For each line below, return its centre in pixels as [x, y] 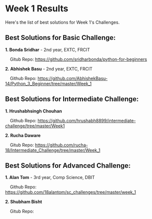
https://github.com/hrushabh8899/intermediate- [87, 120]
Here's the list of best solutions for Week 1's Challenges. [62, 22]
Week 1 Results [37, 9]
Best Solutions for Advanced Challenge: [68, 165]
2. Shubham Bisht [24, 202]
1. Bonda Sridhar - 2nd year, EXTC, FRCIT [48, 49]
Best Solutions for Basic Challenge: [60, 38]
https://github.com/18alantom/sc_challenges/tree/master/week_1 [71, 192]
